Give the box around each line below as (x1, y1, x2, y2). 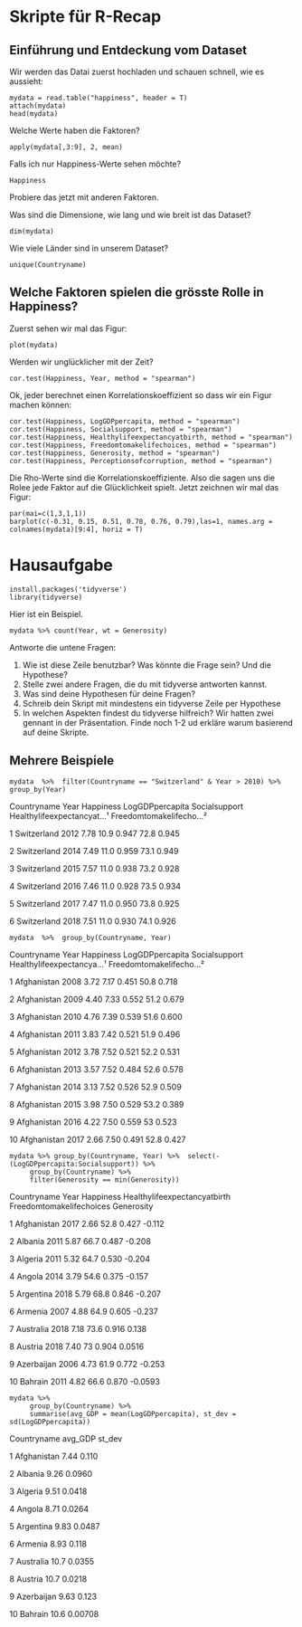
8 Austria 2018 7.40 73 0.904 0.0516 (9, 1341, 145, 1352)
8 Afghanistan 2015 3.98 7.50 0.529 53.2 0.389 (9, 1099, 184, 1109)
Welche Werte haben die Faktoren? (9, 125, 140, 136)
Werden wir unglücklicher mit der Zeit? (9, 356, 154, 367)
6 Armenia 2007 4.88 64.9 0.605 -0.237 (9, 1306, 158, 1317)
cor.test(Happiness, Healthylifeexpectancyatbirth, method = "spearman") (9, 433, 294, 442)
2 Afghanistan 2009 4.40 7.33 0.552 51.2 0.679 (9, 994, 184, 1004)
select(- (186, 1151, 221, 1160)
